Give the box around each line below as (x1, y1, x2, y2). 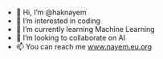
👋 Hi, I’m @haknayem (15, 8, 87, 17)
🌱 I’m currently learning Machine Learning (15, 25, 155, 33)
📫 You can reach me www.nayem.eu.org (15, 42, 153, 51)
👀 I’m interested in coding (15, 16, 101, 26)
